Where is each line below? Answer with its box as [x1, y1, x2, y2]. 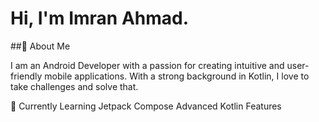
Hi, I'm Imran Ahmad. [10, 7, 190, 30]
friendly [10, 70, 43, 82]
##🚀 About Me [10, 40, 71, 52]
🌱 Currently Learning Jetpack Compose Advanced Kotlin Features [10, 100, 282, 112]
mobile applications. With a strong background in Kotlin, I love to [44, 70, 310, 82]
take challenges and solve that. [10, 80, 139, 92]
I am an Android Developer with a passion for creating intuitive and [10, 59, 285, 71]
